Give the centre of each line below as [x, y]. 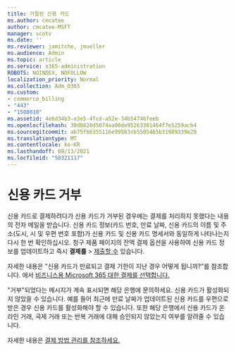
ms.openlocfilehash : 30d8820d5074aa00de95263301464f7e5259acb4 [102, 125]
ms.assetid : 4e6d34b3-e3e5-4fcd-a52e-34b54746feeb [83, 118]
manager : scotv [30, 33]
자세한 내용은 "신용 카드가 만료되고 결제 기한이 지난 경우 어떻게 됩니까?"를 [108, 266]
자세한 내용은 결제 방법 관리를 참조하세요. [64, 340]
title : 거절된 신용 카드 [39, 14]
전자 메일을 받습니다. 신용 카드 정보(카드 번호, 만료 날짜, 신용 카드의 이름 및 [117, 224]
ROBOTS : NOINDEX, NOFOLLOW [47, 73]
